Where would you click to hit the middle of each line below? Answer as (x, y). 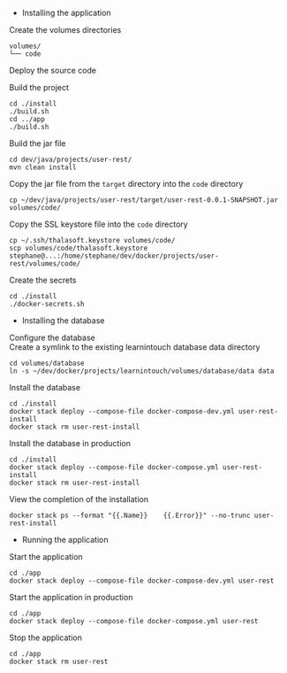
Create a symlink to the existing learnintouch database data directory (135, 347)
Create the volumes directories (65, 30)
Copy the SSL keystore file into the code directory (98, 224)
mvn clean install (43, 167)
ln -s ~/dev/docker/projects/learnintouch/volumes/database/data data (142, 371)
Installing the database (63, 321)
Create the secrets (43, 280)
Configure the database (52, 337)
